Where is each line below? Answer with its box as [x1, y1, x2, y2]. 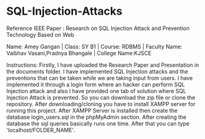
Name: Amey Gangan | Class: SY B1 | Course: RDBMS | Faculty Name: [6, 43, 182, 50]
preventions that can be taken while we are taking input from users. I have [6, 74, 193, 81]
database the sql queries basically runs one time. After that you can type [6, 119, 190, 127]
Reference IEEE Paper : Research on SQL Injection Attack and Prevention [6, 24, 190, 32]
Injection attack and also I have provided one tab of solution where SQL [6, 87, 187, 94]
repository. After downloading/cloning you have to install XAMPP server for [6, 100, 196, 108]
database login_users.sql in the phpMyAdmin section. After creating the [6, 113, 187, 121]
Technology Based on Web [6, 31, 75, 38]
